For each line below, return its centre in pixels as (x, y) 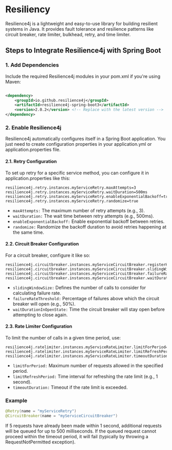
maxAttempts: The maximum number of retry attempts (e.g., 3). (79, 210)
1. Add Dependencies (32, 65)
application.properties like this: (38, 178)
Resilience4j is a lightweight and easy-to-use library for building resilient (81, 24)
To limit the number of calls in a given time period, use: (63, 337)
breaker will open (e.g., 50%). (44, 304)
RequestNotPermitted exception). (40, 442)
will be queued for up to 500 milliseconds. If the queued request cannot (81, 431)
